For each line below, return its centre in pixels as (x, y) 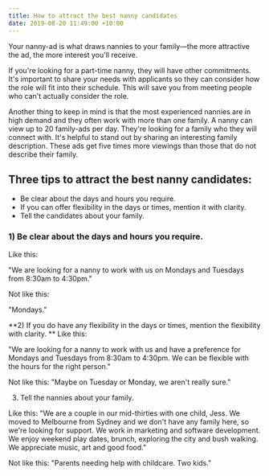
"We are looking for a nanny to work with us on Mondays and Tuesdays (126, 269)
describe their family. (43, 154)
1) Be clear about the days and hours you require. (106, 236)
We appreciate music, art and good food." (77, 447)
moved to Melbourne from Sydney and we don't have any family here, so (129, 421)
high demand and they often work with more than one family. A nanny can (130, 120)
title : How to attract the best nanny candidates (93, 16)
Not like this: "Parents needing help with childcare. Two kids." (110, 462)
